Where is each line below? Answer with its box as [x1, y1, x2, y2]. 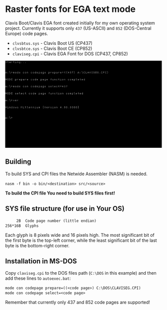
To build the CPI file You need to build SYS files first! [5, 190, 115, 196]
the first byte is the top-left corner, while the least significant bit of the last [5, 237, 158, 243]
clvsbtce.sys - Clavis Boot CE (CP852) [12, 45, 92, 51]
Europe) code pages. [5, 30, 48, 36]
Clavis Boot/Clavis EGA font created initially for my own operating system [5, 20, 155, 26]
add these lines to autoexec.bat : [5, 275, 71, 282]
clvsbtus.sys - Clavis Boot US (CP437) [12, 40, 93, 46]
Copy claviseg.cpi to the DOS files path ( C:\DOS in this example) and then [5, 270, 157, 276]
